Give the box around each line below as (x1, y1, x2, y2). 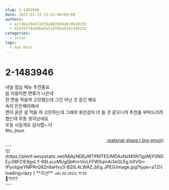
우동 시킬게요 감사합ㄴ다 (5, 121, 53, 128)
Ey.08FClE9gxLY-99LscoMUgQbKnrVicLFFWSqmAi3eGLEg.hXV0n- (5, 158, 146, 164)
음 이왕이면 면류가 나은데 (5, 90, 54, 96)
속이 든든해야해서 (5, 103, 39, 109)
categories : (5, 31, 30, 36)
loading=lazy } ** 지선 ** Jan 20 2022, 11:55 (5, 170, 87, 176)
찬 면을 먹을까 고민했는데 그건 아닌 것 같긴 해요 (5, 96, 97, 102)
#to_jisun (5, 127, 25, 134)
